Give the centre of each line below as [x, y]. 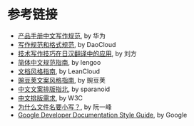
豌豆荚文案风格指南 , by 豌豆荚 [61, 80]
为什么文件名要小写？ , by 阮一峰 [65, 107]
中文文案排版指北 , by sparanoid [64, 89]
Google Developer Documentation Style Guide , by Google [102, 115]
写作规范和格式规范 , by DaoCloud [67, 44]
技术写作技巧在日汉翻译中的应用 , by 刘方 [77, 53]
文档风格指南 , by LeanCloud [59, 71]
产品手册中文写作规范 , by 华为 [61, 36]
